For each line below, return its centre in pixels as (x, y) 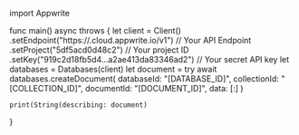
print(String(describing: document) (78, 105)
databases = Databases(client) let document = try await (113, 69)
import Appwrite (40, 13)
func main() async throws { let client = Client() (95, 30)
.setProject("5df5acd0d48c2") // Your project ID (99, 50)
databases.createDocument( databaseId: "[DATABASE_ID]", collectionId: (144, 79)
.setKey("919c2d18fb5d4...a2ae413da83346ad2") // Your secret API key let (149, 59)
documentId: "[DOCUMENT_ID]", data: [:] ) (164, 88)
